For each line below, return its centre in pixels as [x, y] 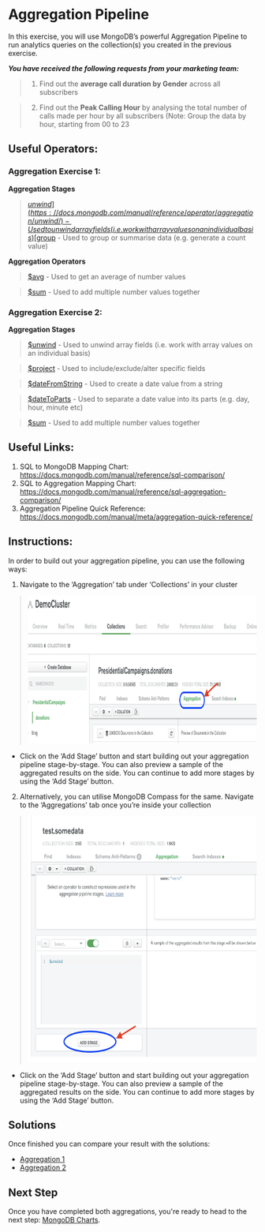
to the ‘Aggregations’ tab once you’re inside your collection [115, 805]
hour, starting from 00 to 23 [84, 124]
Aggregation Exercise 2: [55, 312]
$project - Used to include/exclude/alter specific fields [116, 368]
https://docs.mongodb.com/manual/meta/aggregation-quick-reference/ [136, 517]
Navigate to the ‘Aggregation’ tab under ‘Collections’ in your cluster [129, 584]
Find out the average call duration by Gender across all [130, 84]
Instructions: [41, 542]
